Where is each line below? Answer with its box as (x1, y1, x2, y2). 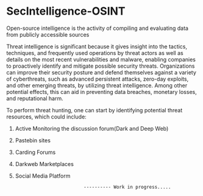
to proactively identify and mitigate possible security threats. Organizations (6, 62, 195, 70)
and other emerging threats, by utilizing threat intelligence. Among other (6, 81, 188, 89)
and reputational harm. (6, 95, 63, 102)
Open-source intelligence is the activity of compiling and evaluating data (6, 24, 189, 32)
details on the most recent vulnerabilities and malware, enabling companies (6, 56, 196, 63)
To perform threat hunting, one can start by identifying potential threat (6, 106, 183, 114)
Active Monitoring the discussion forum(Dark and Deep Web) (15, 125, 169, 132)
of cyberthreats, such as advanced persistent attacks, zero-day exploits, (6, 75, 189, 82)
